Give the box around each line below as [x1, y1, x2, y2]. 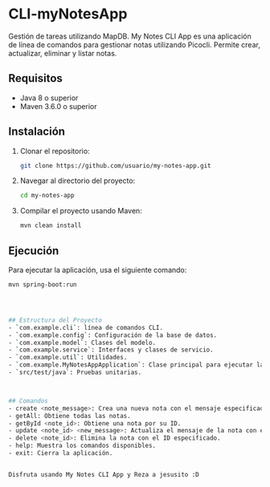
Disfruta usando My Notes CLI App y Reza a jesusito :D [8, 470, 199, 478]
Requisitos [8, 71, 63, 85]
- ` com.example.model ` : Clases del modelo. [8, 339, 157, 347]
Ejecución [8, 244, 59, 258]
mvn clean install [19, 221, 82, 229]
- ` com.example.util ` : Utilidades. [8, 354, 128, 362]
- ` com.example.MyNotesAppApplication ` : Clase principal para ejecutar [8, 361, 253, 369]
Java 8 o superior [19, 93, 79, 103]
